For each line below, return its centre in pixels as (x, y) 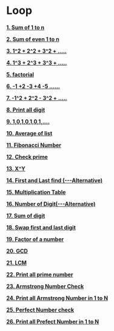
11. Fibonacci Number (34, 145)
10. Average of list (29, 133)
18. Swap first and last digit (41, 227)
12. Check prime (27, 157)
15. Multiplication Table (36, 192)
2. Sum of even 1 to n (33, 39)
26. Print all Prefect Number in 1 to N (53, 321)
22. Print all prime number (40, 275)
